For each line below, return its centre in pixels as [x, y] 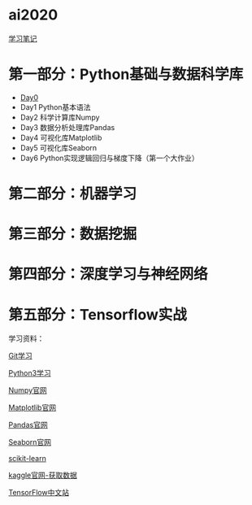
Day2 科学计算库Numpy [60, 117]
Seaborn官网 [30, 442]
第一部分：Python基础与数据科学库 [126, 74]
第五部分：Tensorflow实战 [98, 314]
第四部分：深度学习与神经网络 [109, 274]
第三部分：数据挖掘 [73, 234]
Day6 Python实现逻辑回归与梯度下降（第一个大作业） [109, 158]
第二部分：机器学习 [73, 194]
